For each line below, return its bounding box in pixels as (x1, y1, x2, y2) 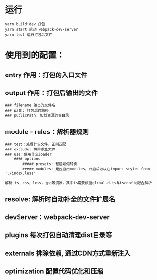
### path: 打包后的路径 (5, 108, 49, 113)
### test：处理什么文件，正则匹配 (5, 142, 66, 147)
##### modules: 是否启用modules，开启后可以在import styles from (22, 167, 150, 172)
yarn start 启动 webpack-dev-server (5, 27, 78, 32)
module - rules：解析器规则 (5, 128, 89, 136)
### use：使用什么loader (5, 152, 52, 157)
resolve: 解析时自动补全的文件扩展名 (5, 195, 116, 203)
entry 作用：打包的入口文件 (5, 71, 88, 79)
